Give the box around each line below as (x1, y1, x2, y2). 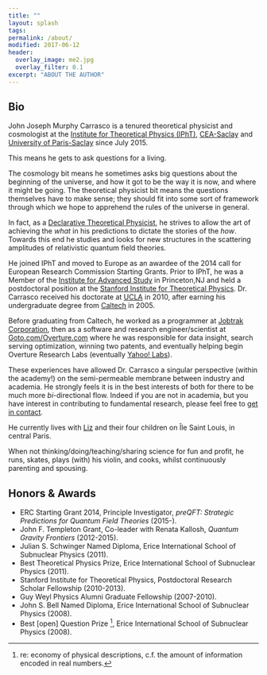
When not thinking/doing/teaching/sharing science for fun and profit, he (8, 446, 245, 457)
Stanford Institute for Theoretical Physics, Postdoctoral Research (19, 575, 233, 584)
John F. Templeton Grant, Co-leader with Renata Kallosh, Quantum (19, 525, 239, 534)
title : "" (8, 11, 41, 20)
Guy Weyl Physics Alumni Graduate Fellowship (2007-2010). (19, 592, 217, 602)
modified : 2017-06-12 (8, 41, 80, 49)
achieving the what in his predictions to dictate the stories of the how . (8, 226, 237, 236)
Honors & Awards (8, 486, 97, 500)
